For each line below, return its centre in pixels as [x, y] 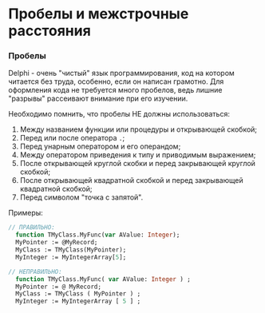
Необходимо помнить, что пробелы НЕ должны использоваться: [119, 114]
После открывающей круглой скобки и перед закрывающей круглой [137, 164]
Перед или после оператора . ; [72, 138]
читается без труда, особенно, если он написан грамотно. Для [116, 81]
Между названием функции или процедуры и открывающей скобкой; [138, 129]
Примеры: [26, 213]
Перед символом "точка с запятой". [81, 197]
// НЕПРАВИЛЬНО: [35, 271]
